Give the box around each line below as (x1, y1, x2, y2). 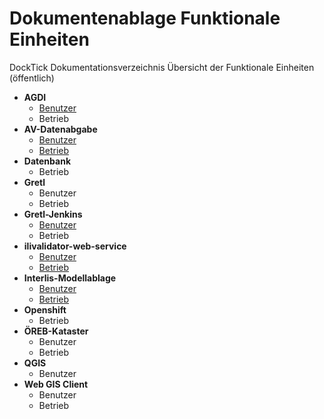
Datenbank (23, 155, 72, 167)
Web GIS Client (23, 378, 89, 390)
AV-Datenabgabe (23, 123, 98, 135)
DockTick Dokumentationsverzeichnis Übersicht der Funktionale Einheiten (9, 61, 315, 73)
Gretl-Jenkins (23, 208, 83, 220)
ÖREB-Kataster (23, 325, 89, 337)
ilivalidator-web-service (23, 240, 127, 252)
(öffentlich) (9, 72, 55, 84)
